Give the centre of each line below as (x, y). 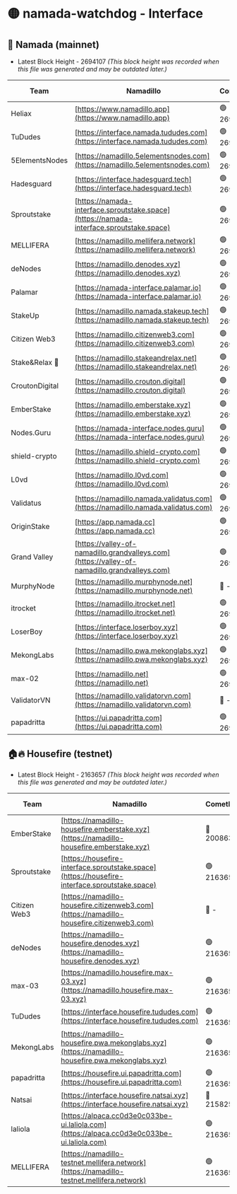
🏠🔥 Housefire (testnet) (60, 754)
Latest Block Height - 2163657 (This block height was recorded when (118, 775)
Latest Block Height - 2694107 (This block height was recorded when (119, 62)
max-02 (25, 678)
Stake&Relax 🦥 (35, 362)
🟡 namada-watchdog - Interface (105, 14)
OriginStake (30, 526)
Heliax (21, 113)
